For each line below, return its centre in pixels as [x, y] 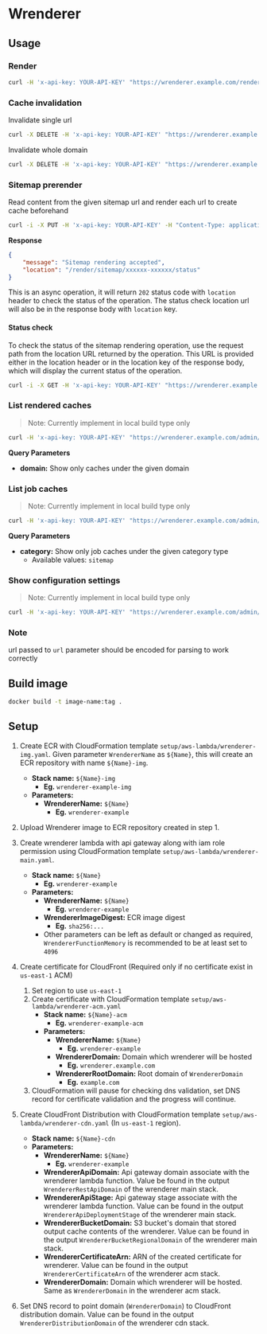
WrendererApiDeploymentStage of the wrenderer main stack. [140, 1214]
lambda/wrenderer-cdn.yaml [64, 1123]
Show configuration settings [64, 580]
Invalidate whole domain [48, 150]
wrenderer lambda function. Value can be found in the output [143, 1206]
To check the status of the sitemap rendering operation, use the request [126, 345]
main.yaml [36, 860]
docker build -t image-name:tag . [66, 702]
